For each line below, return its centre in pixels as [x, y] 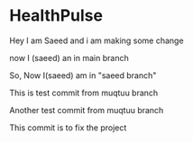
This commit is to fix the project [68, 128]
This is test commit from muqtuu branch [84, 93]
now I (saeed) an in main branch [69, 58]
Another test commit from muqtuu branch [87, 110]
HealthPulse [56, 16]
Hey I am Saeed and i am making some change [96, 40]
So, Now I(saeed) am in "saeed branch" [83, 75]
